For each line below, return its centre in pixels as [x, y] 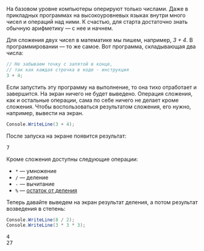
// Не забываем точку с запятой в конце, [60, 64]
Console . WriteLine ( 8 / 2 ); [40, 220]
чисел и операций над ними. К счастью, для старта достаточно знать [97, 22]
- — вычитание [35, 184]
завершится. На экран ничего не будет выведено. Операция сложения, [100, 93]
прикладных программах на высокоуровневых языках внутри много [96, 15]
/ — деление [32, 177]
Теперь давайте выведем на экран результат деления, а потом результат [102, 202]
